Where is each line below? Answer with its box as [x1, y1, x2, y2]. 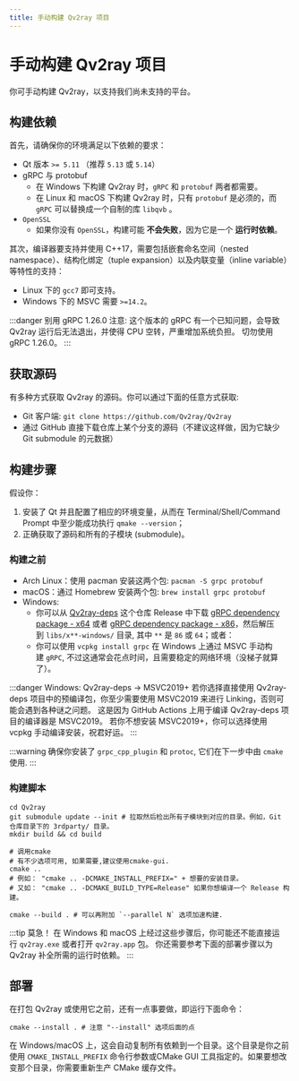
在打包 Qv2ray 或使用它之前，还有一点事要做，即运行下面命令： [9, 1004, 244, 1015]
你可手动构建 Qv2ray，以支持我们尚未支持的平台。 [9, 86, 195, 97]
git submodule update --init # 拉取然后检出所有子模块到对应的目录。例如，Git [9, 812, 282, 821]
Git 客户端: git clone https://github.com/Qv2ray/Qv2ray [21, 411, 232, 422]
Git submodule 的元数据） [21, 433, 118, 444]
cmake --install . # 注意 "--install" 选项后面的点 [9, 1023, 195, 1033]
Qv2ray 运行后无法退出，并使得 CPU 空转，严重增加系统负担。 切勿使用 [9, 326, 274, 337]
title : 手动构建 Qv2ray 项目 [9, 13, 110, 22]
